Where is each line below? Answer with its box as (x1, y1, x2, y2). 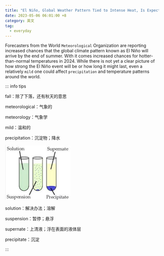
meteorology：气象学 (5, 114, 48, 120)
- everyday (9, 28, 32, 34)
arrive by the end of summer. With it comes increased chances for (5, 53, 138, 59)
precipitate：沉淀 (5, 236, 40, 242)
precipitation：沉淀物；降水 (5, 135, 61, 141)
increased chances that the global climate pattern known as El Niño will (5, 48, 149, 54)
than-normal (5, 58, 30, 64)
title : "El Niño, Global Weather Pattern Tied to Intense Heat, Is (5, 8, 145, 13)
